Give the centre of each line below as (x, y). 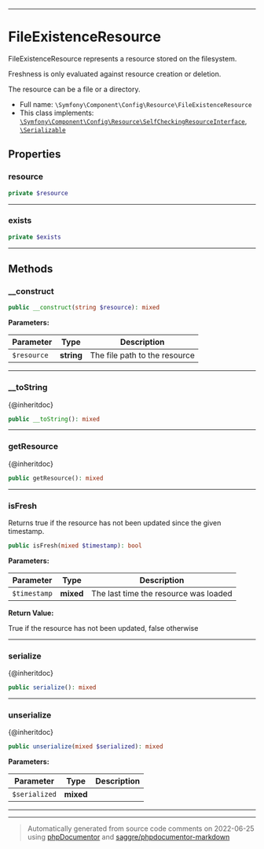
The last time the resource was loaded (162, 593)
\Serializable (42, 130)
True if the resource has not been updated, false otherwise (103, 628)
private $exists (35, 237)
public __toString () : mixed (54, 419)
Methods (31, 269)
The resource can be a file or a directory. (74, 89)
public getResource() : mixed (56, 478)
